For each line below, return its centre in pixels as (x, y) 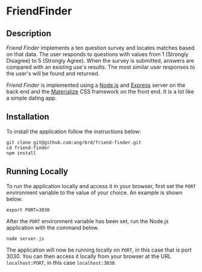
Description (29, 33)
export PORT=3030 (28, 210)
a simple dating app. (32, 98)
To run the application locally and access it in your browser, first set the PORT (101, 186)
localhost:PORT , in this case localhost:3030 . (61, 262)
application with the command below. (53, 227)
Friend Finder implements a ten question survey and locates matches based (100, 48)
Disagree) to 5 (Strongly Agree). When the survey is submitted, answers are (100, 61)
